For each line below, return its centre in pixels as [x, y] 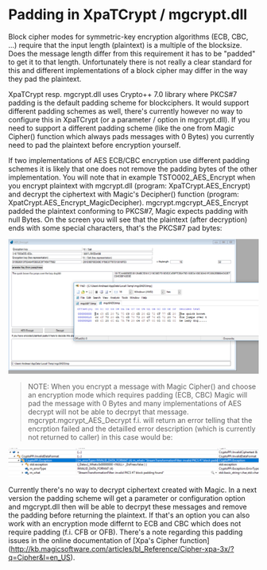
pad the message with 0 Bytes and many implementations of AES [135, 404]
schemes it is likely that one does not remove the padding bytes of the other [133, 169]
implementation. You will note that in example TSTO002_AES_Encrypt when [132, 177]
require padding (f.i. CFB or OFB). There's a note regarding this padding [126, 532]
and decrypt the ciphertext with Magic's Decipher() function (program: [124, 194]
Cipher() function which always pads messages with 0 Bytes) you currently [131, 136]
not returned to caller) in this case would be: [100, 437]
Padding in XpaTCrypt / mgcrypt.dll [128, 15]
